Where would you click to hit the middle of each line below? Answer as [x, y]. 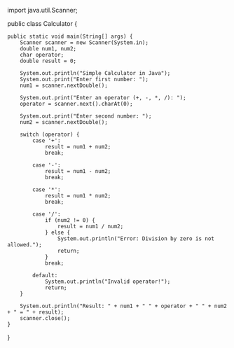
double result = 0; [48, 61]
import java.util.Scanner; [43, 10]
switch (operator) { [50, 134]
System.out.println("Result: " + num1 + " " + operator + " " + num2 [124, 306]
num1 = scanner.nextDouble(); [64, 85]
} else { [57, 232]
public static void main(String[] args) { [70, 36]
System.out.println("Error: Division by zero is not [136, 239]
